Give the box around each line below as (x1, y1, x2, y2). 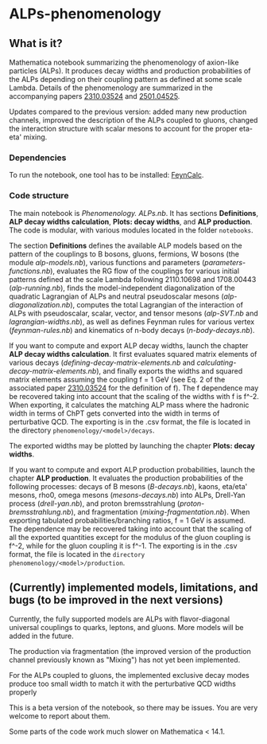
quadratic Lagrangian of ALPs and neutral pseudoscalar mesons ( (9, 292, 225, 301)
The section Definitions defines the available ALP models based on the (9, 241, 242, 250)
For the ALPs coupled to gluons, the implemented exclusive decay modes (9, 671, 250, 680)
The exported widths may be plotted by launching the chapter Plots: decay (9, 441, 255, 450)
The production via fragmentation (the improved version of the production (9, 647, 251, 656)
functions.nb (9, 266, 51, 276)
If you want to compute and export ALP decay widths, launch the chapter (9, 340, 249, 350)
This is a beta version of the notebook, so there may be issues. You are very (9, 703, 258, 713)
